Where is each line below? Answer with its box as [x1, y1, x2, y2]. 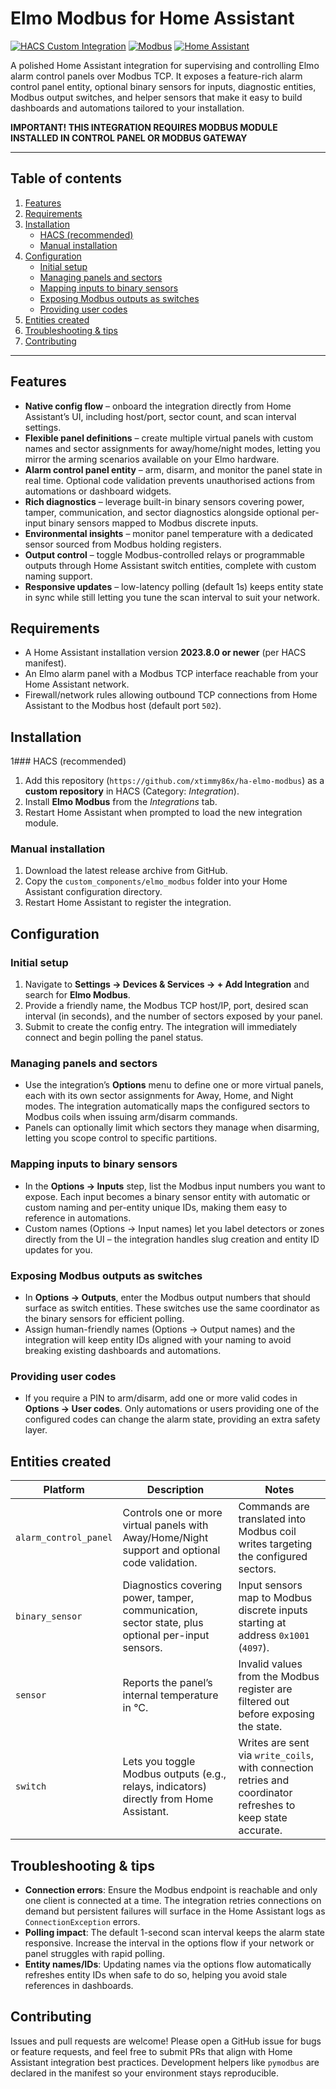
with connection [238, 1761, 314, 1775]
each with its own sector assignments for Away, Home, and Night [24, 1090, 294, 1102]
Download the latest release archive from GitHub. [24, 865, 228, 877]
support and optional [122, 1543, 221, 1557]
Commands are [238, 1500, 310, 1514]
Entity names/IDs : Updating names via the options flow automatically [24, 1958, 312, 1970]
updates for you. [24, 1243, 93, 1256]
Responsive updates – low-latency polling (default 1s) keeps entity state [24, 580, 324, 592]
